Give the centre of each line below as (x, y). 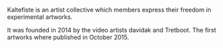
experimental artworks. (40, 17)
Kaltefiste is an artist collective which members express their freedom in (109, 10)
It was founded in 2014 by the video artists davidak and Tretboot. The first (111, 30)
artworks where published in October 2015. (68, 37)
